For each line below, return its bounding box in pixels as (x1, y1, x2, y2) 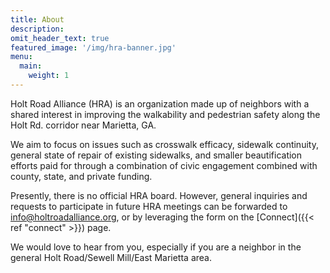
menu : (10, 52, 33, 62)
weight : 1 (28, 71, 70, 81)
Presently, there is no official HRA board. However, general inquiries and (10, 189, 308, 201)
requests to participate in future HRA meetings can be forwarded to (10, 200, 288, 212)
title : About (10, 14, 65, 25)
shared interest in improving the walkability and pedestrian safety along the (10, 108, 321, 120)
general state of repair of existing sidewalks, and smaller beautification (10, 149, 303, 161)
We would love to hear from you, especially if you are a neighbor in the (10, 241, 302, 253)
